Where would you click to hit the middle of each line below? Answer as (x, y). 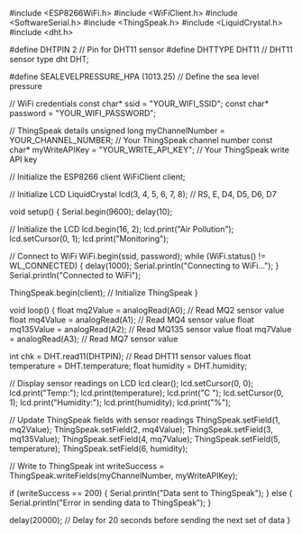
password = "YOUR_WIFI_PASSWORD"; (83, 113)
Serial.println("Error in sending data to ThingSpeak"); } (110, 502)
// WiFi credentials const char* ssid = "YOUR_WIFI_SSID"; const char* (139, 104)
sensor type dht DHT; (49, 59)
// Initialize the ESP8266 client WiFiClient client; (98, 176)
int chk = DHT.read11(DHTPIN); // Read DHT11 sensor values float (130, 356)
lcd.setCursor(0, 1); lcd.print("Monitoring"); (89, 239)
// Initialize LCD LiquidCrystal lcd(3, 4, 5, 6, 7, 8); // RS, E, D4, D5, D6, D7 (143, 194)
